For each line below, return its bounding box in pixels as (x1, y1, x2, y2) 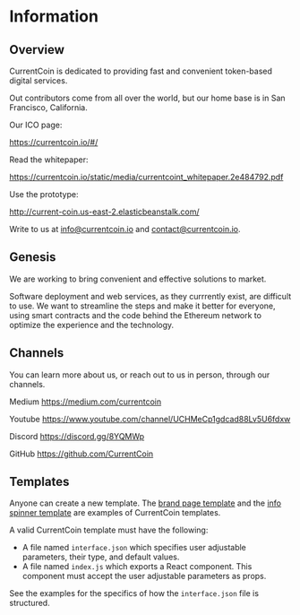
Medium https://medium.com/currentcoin (9, 396, 162, 407)
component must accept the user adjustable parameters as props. (21, 571, 267, 582)
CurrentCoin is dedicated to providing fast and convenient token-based (9, 65, 273, 76)
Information (9, 6, 99, 27)
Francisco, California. (9, 102, 88, 113)
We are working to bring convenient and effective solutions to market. (9, 273, 267, 284)
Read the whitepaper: (9, 154, 89, 165)
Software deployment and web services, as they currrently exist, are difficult (9, 290, 292, 301)
